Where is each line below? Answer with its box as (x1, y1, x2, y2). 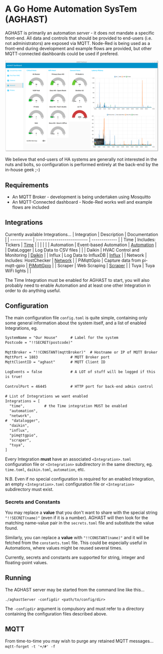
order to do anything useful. (5, 287, 61, 294)
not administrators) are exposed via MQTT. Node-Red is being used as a (5, 40, 150, 46)
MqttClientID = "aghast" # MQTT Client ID (5, 359, 106, 364)
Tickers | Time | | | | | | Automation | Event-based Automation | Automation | (5, 242, 157, 248)
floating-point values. (5, 559, 48, 565)
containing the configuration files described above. (5, 611, 108, 616)
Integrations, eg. (5, 325, 38, 331)
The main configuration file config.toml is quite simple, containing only (5, 315, 147, 320)
